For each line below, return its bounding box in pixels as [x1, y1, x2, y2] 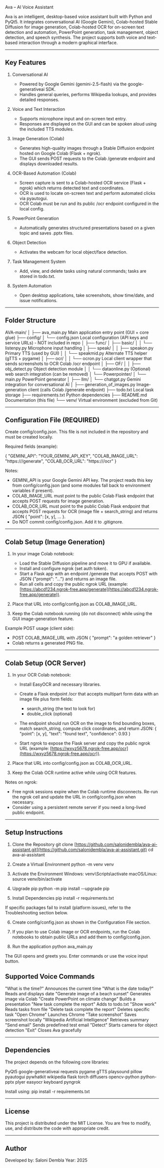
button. [5, 958, 20, 964]
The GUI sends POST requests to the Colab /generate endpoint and [19, 156, 155, 161]
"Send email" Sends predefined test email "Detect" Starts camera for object [5, 1022, 158, 1028]
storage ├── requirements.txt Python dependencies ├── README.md [5, 392, 147, 398]
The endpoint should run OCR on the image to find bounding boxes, [19, 721, 156, 727]
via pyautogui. [19, 195, 48, 201]
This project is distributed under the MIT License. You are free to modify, [5, 1120, 151, 1126]
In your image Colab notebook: [12, 551, 75, 557]
